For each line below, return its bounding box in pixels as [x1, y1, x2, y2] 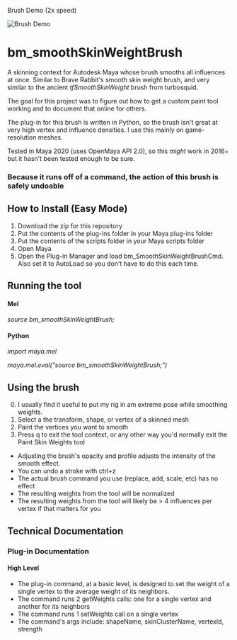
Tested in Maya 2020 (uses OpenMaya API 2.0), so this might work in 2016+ [7, 147, 229, 155]
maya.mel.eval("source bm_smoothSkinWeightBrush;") [7, 361, 168, 369]
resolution [7, 133, 37, 141]
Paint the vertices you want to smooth [17, 423, 129, 432]
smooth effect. [17, 459, 61, 468]
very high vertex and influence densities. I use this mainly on [7, 125, 184, 134]
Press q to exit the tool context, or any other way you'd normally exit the [17, 430, 228, 439]
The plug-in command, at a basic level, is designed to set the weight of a [17, 579, 230, 588]
